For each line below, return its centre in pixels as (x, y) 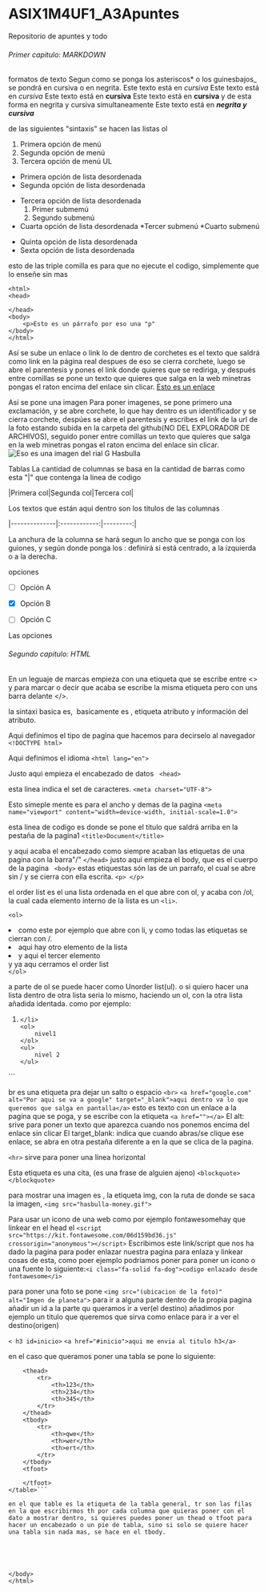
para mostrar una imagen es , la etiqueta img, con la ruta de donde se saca (132, 1195)
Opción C (36, 620)
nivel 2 (47, 1055)
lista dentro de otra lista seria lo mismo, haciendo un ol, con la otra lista (126, 995)
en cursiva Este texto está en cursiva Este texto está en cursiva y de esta (130, 96)
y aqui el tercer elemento (60, 955)
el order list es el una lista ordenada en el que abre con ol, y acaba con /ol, (131, 892)
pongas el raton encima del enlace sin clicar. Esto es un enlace (112, 387)
